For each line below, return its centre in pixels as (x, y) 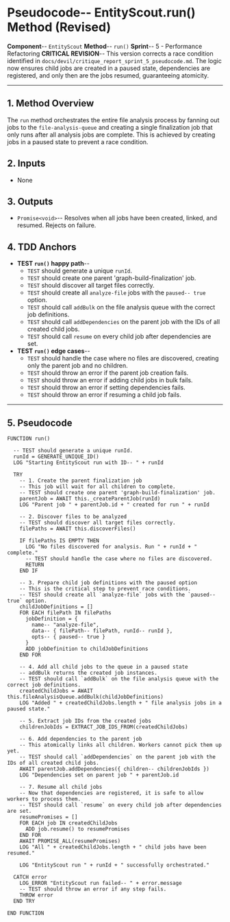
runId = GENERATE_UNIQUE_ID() (56, 457)
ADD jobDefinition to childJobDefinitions (87, 649)
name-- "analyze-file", (65, 625)
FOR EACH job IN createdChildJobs (68, 823)
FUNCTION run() (29, 439)
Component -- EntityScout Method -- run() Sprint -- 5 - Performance (105, 46)
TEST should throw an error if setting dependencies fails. (106, 388)
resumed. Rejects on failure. (56, 225)
